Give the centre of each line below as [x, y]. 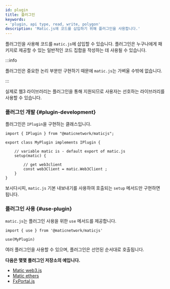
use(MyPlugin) [20, 239]
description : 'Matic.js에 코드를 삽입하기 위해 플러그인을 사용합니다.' [73, 29]
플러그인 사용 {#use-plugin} [39, 209]
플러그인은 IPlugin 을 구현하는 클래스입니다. [49, 124]
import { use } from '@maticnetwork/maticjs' [54, 230]
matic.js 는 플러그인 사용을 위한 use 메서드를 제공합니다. [61, 221]
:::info [11, 60]
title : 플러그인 [20, 15]
